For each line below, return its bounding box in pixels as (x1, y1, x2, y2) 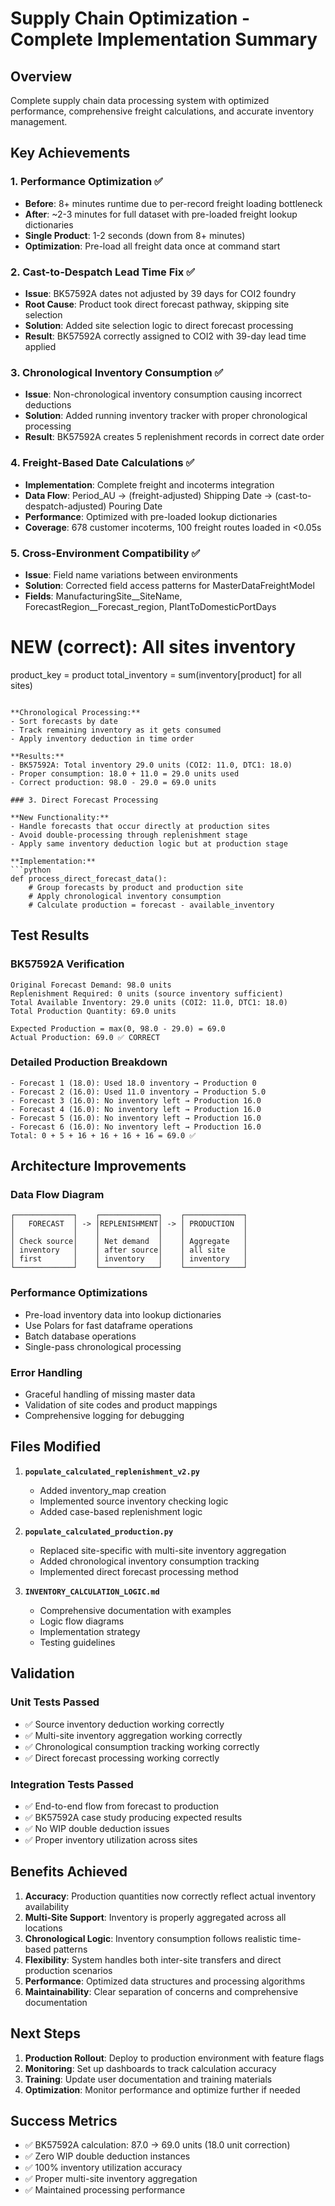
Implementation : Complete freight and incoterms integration (24, 478, 275, 491)
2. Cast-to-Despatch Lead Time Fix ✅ (10, 265, 195, 279)
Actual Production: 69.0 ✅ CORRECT (10, 1032, 161, 1042)
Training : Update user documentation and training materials (24, 2073, 273, 2085)
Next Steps (10, 2025, 81, 2042)
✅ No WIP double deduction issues (24, 1822, 170, 1834)
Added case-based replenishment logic (39, 1505, 203, 1517)
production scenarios (24, 1964, 113, 1976)
